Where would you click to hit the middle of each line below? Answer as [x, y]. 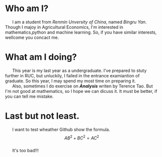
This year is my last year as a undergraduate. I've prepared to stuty [79, 70]
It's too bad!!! [25, 151]
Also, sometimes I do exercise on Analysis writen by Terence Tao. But [82, 86]
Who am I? [27, 9]
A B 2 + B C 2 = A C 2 [82, 138]
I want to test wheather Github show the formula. [61, 129]
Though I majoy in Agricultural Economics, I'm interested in [64, 27]
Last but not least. [42, 116]
